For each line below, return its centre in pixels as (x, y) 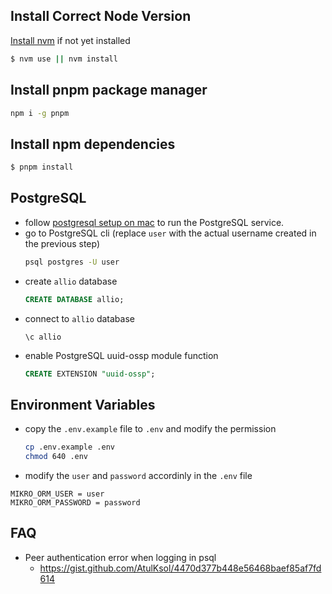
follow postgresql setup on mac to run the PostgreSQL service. (154, 222)
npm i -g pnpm (40, 113)
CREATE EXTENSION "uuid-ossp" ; (90, 374)
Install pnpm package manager (109, 90)
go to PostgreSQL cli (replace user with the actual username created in (170, 233)
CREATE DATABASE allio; (74, 299)
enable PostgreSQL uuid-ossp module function (121, 355)
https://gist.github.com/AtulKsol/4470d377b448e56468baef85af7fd (180, 568)
